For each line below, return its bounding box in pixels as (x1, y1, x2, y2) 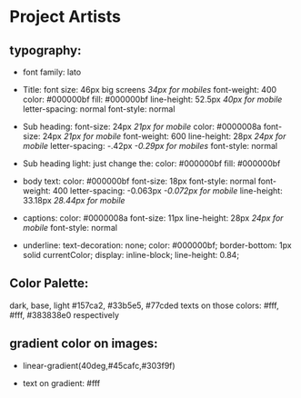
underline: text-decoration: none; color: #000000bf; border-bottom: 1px (22, 240, 293, 251)
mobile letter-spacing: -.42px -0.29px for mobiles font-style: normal (22, 141, 278, 151)
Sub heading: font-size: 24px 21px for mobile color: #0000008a (22, 121, 262, 132)
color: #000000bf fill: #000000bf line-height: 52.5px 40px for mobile (22, 94, 283, 104)
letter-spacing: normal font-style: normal (22, 104, 176, 114)
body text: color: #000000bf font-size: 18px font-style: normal (22, 175, 256, 186)
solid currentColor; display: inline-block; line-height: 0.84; (22, 250, 239, 260)
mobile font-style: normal (22, 223, 118, 233)
